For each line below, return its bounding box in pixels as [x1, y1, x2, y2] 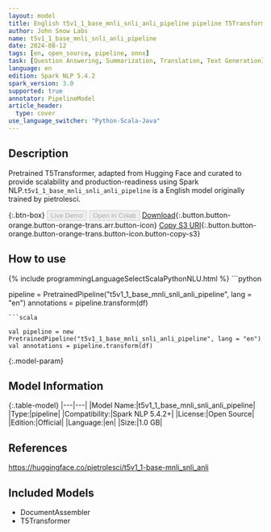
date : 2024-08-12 [8, 42, 67, 50]
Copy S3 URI [158, 220, 202, 230]
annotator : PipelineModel [8, 94, 95, 103]
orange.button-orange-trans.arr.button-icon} [8, 220, 157, 230]
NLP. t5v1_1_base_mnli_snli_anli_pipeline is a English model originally [8, 185, 245, 195]
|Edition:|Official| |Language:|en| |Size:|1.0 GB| [8, 417, 163, 428]
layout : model [8, 11, 56, 20]
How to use [8, 252, 66, 266]
